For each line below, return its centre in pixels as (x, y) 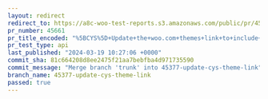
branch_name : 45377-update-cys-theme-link (79, 75)
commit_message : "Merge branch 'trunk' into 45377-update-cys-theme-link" (135, 68)
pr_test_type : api (38, 46)
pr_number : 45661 (36, 30)
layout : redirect (36, 16)
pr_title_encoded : (38, 38)
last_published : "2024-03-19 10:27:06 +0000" (84, 53)
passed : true (29, 82)
